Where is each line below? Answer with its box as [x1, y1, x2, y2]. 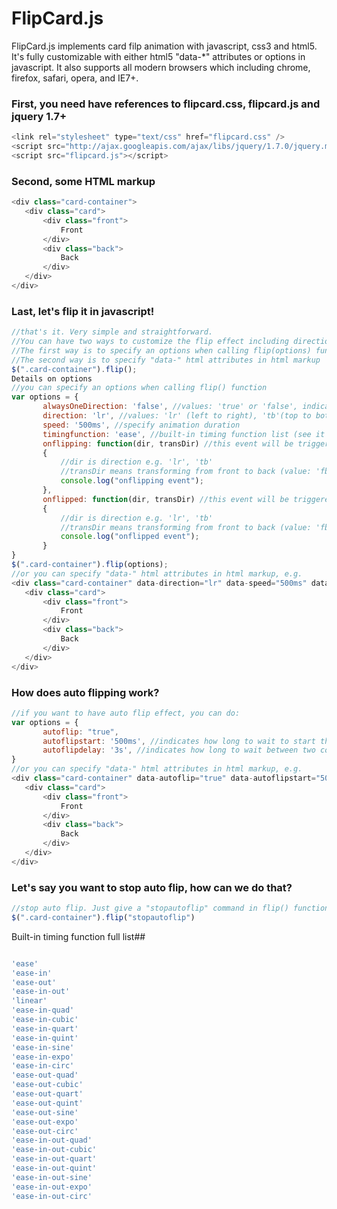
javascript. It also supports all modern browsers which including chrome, [11, 61, 311, 73]
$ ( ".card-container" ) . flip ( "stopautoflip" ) [11, 912, 196, 922]
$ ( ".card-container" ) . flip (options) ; [11, 560, 169, 570]
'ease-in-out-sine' [11, 1172, 93, 1182]
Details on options [11, 373, 93, 384]
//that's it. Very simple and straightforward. [11, 327, 214, 337]
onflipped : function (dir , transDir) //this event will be [42, 494, 289, 504]
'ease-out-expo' [11, 1117, 79, 1127]
